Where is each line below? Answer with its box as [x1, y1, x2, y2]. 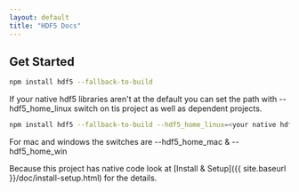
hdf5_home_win [9, 146, 68, 156]
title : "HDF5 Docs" [9, 21, 82, 30]
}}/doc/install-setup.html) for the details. [9, 172, 158, 183]
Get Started [9, 54, 75, 69]
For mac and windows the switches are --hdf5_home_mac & [9, 137, 230, 148]
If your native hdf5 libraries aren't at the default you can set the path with [9, 94, 278, 105]
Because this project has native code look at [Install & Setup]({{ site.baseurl [9, 164, 287, 174]
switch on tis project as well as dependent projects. [74, 103, 263, 114]
